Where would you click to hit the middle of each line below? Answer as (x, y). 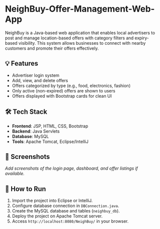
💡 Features (22, 63)
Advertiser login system (36, 75)
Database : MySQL (30, 136)
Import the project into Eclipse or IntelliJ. (52, 201)
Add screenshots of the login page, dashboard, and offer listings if (72, 168)
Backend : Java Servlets (36, 131)
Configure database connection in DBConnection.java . (65, 206)
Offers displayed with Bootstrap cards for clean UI (62, 96)
